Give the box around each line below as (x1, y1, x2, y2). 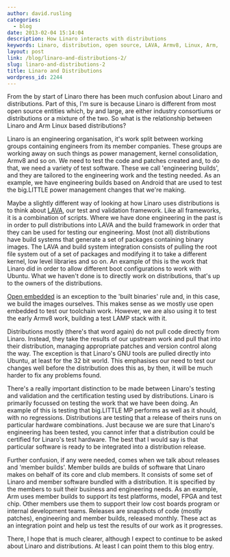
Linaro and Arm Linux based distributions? (7, 121, 127, 130)
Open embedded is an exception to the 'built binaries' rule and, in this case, (7, 293, 220, 301)
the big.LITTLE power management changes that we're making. (7, 186, 186, 194)
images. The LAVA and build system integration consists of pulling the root (7, 243, 218, 251)
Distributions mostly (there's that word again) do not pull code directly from (7, 327, 220, 336)
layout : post (7, 49, 44, 55)
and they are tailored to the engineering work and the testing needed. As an (7, 171, 220, 180)
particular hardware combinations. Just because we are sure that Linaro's (7, 421, 215, 429)
